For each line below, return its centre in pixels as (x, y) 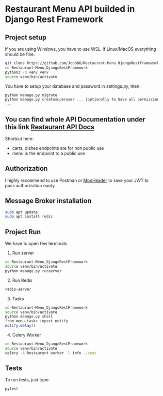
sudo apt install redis (29, 217)
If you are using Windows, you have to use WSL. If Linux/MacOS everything (81, 49)
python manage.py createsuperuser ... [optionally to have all (70, 99)
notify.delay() (20, 326)
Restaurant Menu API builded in (70, 9)
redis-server (18, 289)
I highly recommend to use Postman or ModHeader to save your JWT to (77, 180)
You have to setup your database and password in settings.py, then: (73, 86)
